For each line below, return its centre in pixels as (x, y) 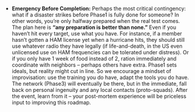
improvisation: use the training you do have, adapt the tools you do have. (100, 77)
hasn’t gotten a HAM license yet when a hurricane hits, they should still (98, 40)
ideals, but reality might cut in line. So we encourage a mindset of (91, 71)
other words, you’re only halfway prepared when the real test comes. (96, 21)
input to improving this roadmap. (51, 102)
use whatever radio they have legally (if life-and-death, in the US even (97, 46)
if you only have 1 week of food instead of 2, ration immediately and (94, 59)
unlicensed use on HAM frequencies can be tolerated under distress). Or (100, 52)
